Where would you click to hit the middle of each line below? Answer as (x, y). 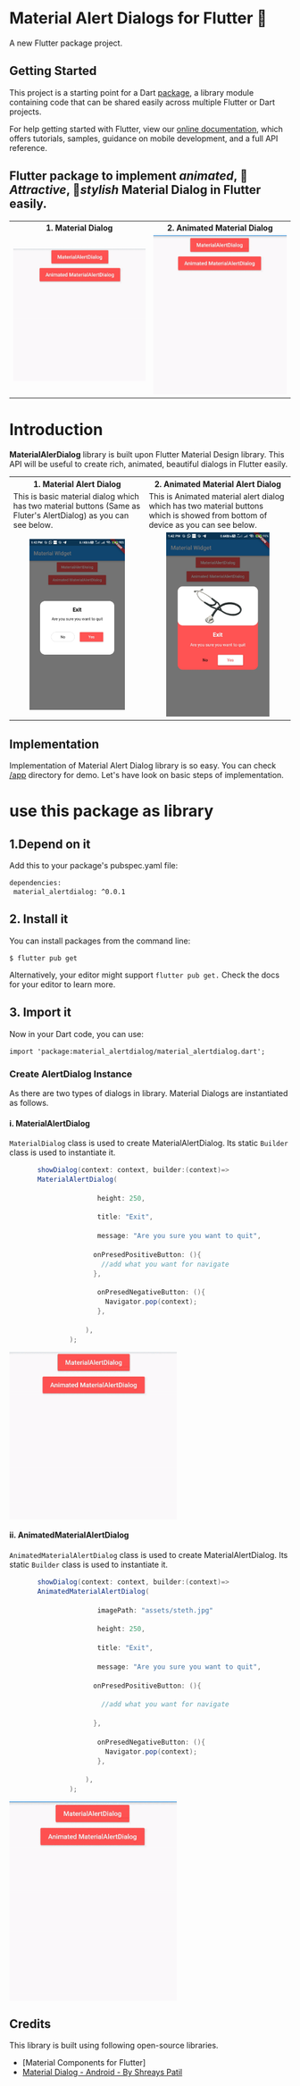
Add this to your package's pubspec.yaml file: (94, 865)
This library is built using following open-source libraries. (114, 2046)
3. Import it (40, 1013)
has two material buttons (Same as (77, 506)
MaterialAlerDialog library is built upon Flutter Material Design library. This (147, 455)
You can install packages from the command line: (100, 941)
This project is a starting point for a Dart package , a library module (132, 92)
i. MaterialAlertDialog (50, 1123)
